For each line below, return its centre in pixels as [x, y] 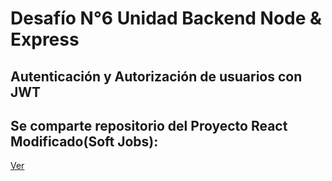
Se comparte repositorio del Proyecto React [149, 125]
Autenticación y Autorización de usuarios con [156, 76]
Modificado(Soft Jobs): [84, 141]
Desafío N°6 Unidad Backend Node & [166, 18]
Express [45, 39]
